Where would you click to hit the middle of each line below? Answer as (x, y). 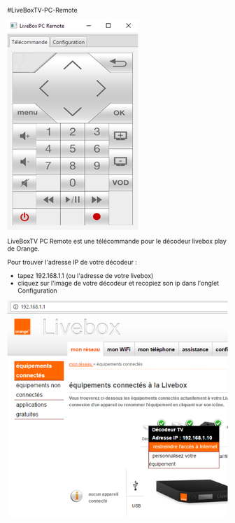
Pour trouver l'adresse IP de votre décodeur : (72, 262)
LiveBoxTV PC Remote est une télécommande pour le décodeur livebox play (117, 241)
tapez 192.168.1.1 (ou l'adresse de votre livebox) (85, 276)
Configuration (37, 291)
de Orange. (23, 249)
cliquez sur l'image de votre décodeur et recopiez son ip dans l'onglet (118, 283)
